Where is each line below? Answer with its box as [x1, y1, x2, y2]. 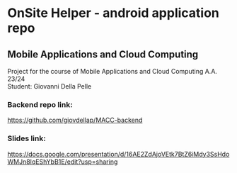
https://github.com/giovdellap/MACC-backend [7, 116, 143, 125]
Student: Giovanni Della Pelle [7, 82, 92, 90]
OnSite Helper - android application [7, 5, 219, 21]
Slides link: [7, 133, 46, 143]
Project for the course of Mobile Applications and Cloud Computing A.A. [7, 67, 218, 75]
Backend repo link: [7, 99, 73, 109]
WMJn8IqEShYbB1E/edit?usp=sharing [7, 157, 118, 166]
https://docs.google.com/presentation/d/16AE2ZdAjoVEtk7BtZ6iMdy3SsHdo [7, 150, 230, 158]
